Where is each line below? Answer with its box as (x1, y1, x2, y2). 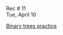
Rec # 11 (6, 5, 26, 12)
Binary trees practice (6, 23, 57, 29)
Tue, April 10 (6, 11, 37, 18)
